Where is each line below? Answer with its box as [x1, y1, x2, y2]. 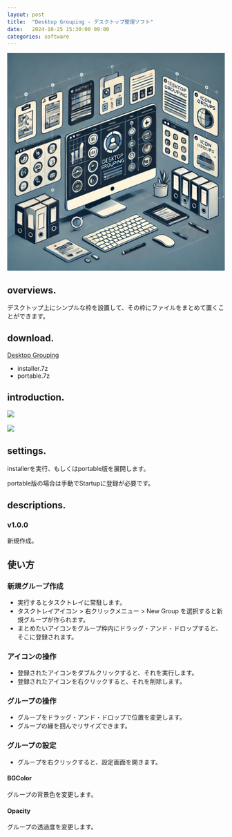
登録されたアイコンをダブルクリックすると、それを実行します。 [17, 668, 198, 677]
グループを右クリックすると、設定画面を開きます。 [17, 758, 162, 766]
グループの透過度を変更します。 [7, 822, 97, 831]
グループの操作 [7, 696, 57, 706]
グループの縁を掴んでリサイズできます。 [17, 722, 131, 730]
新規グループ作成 [7, 581, 64, 590]
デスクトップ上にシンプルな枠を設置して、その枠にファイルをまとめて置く [7, 304, 219, 312]
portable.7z [17, 372, 50, 380]
